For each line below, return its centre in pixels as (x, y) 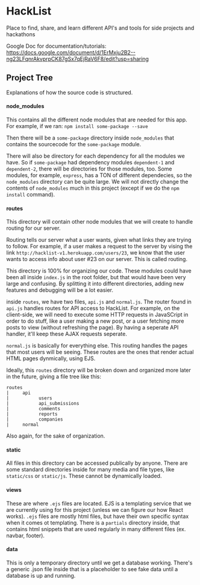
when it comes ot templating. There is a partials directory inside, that (93, 522)
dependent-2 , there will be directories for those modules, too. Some (89, 169)
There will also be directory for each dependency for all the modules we (95, 156)
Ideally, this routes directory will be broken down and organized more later (99, 370)
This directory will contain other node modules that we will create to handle (100, 222)
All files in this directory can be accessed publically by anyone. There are (97, 463)
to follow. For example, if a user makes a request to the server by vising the (99, 247)
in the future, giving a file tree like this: (54, 377)
